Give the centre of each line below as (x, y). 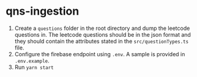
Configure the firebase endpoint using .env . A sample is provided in (100, 54)
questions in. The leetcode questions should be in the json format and (102, 34)
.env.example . (32, 61)
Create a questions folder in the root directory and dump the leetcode (102, 28)
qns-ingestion (43, 11)
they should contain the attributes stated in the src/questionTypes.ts (102, 41)
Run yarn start (34, 67)
